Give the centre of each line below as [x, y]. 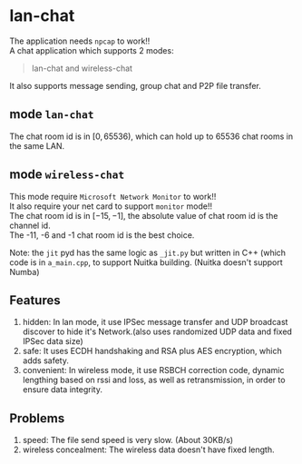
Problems [37, 418]
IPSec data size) [53, 341]
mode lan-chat [52, 114]
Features [35, 300]
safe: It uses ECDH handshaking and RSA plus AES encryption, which [152, 351]
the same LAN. [37, 145]
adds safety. [46, 360]
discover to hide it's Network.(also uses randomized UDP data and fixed [157, 331]
